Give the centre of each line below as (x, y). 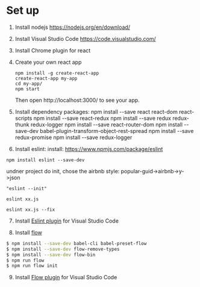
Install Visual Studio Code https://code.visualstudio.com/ (85, 39)
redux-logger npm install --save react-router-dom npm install (106, 125)
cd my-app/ (29, 84)
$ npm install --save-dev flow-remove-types (63, 249)
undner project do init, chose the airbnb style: (63, 171)
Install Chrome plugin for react (53, 50)
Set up (23, 11)
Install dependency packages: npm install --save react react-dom (96, 111)
